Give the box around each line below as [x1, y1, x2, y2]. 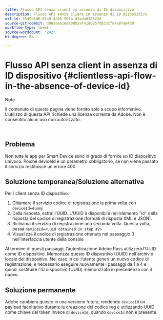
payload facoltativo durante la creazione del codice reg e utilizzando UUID [5, 304, 155, 310]
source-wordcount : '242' [5, 30, 56, 35]
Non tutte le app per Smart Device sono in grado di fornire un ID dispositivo [5, 153, 157, 159]
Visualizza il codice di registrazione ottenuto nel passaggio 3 [12, 231, 135, 237]
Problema [5, 140, 35, 149]
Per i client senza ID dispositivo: [5, 191, 69, 196]
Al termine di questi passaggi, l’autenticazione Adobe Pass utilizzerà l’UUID [5, 246, 156, 252]
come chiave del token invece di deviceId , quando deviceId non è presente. [5, 309, 158, 315]
